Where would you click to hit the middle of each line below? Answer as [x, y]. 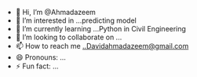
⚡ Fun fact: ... [37, 66]
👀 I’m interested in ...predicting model [76, 20]
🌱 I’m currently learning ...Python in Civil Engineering [101, 29]
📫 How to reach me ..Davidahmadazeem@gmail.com [102, 46]
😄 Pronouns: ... [41, 57]
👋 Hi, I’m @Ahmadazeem [56, 12]
